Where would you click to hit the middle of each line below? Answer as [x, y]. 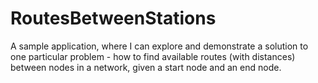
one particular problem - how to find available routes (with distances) [153, 56]
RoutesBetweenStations [113, 18]
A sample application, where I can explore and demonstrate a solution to [159, 46]
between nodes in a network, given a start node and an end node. [146, 67]
